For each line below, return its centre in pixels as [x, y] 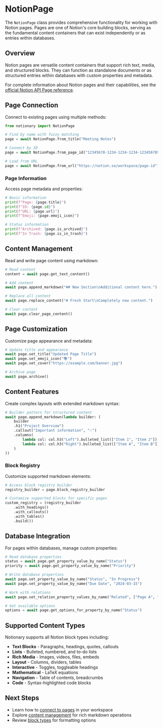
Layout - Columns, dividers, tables [47, 662]
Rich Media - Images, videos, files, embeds [56, 657]
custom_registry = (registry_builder [43, 503]
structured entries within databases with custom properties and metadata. [79, 75]
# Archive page [20, 372]
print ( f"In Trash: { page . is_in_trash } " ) [47, 234]
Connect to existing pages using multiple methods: [56, 117]
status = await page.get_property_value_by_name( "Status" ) [66, 561]
